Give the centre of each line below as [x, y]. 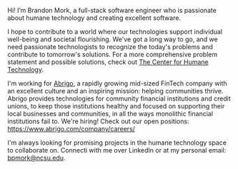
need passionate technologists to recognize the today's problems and [110, 47]
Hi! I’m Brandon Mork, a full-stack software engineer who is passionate [112, 10]
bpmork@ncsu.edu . [36, 158]
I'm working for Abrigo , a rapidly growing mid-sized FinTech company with [117, 83]
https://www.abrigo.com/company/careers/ [71, 129]
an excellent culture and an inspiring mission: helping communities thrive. [115, 91]
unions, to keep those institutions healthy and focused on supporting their [116, 106]
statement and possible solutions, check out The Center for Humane [108, 62]
